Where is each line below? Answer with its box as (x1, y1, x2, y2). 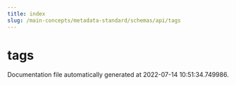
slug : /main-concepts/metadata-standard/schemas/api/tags (7, 17, 181, 24)
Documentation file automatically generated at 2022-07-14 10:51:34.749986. (7, 70, 229, 79)
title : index (7, 10, 46, 18)
